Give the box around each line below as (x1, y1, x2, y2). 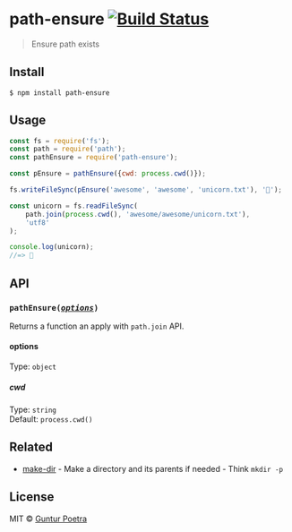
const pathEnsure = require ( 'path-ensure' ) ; (9, 153, 178, 162)
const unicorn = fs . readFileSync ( (9, 202, 139, 210)
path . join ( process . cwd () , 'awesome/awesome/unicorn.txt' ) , (25, 210, 251, 219)
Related (9, 440, 54, 455)
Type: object (9, 361, 56, 372)
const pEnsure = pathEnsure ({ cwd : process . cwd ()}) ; (9, 169, 206, 178)
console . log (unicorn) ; (9, 243, 94, 252)
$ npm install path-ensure (9, 88, 110, 98)
